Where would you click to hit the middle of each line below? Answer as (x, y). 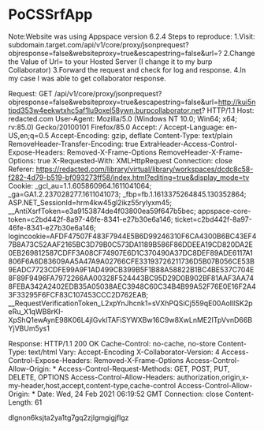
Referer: (21, 169)
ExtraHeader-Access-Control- (189, 144)
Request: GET (30, 93)
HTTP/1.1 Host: (231, 110)
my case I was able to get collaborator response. (87, 78)
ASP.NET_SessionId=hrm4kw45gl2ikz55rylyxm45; (90, 202)
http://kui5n (237, 102)
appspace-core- (225, 211)
